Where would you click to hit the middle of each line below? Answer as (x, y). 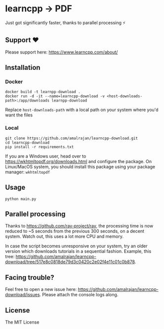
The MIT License (22, 322)
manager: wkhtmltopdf (28, 172)
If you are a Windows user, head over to (46, 156)
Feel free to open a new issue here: (41, 289)
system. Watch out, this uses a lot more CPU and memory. (64, 236)
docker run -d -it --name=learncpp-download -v (55, 96)
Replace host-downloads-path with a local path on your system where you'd (82, 110)
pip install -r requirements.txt (40, 147)
